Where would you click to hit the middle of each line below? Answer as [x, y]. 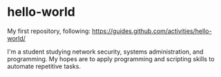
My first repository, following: [49, 31]
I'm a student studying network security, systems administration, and [105, 52]
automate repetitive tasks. [44, 66]
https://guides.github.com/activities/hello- [152, 31]
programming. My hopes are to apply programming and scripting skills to [111, 58]
